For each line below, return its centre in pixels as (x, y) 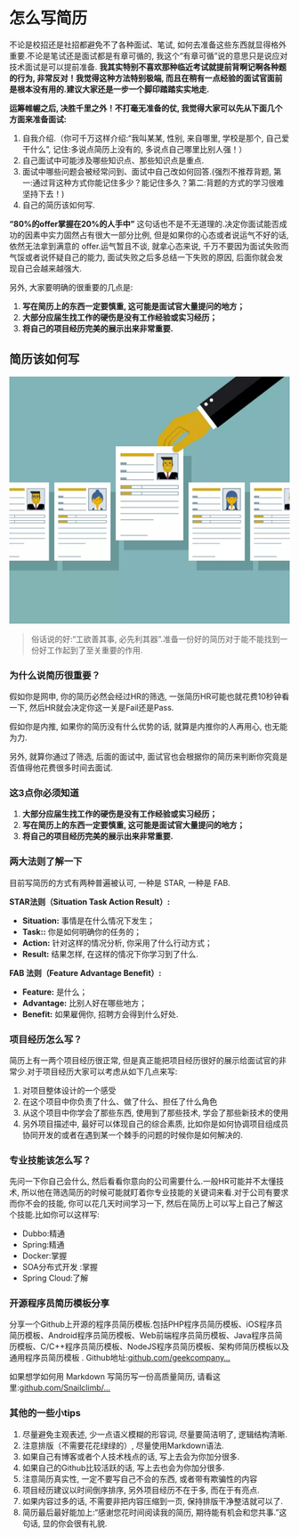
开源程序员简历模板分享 (59, 1304)
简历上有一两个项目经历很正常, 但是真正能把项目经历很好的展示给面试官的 (144, 1060)
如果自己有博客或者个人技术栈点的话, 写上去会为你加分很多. (131, 1456)
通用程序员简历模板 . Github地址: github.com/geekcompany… (120, 1358)
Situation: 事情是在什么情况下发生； (89, 920)
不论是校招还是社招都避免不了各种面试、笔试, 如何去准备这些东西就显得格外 (148, 45)
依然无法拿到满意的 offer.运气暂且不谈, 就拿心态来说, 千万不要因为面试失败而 (149, 246)
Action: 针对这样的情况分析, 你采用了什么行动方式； (117, 943)
